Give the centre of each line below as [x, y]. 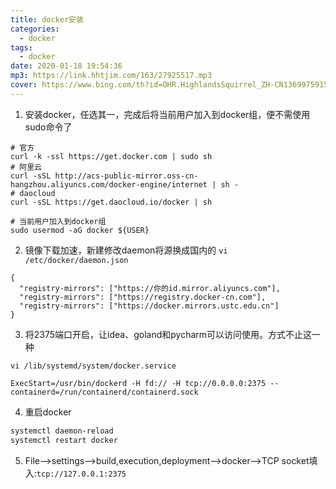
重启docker [48, 412]
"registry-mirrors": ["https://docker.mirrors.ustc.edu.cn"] [149, 306]
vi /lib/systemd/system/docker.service [93, 366]
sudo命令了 [48, 127]
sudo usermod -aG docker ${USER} [80, 230]
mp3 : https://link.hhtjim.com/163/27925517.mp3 [111, 76]
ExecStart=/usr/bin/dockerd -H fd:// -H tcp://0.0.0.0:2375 [138, 383]
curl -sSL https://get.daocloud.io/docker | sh [111, 202]
